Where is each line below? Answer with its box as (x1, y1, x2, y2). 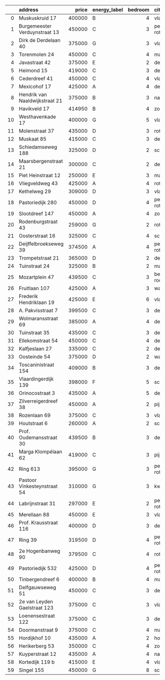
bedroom (127, 6, 150, 13)
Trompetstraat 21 (19, 255, 59, 261)
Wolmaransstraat (19, 315, 58, 322)
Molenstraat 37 (19, 128, 55, 134)
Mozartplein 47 (19, 274, 55, 280)
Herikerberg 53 (19, 642, 55, 649)
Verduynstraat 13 (19, 29, 59, 36)
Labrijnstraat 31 (19, 500, 55, 507)
